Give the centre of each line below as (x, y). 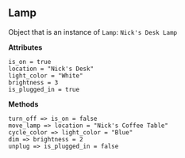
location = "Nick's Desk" (51, 69)
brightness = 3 (33, 82)
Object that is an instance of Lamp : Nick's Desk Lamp (92, 32)
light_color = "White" (46, 75)
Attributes (25, 47)
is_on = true (30, 62)
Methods (23, 104)
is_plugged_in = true (44, 89)
